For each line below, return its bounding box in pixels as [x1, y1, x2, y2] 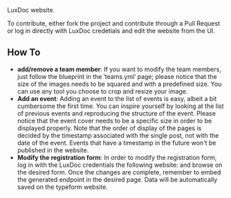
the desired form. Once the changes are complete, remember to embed [17, 168, 221, 176]
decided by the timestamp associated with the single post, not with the [17, 131, 219, 139]
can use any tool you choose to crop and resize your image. [17, 87, 188, 96]
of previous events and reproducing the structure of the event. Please [17, 109, 216, 117]
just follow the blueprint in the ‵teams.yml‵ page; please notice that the [17, 72, 218, 80]
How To [7, 46, 41, 58]
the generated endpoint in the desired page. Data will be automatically [17, 175, 218, 183]
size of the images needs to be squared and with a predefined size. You [17, 80, 222, 88]
